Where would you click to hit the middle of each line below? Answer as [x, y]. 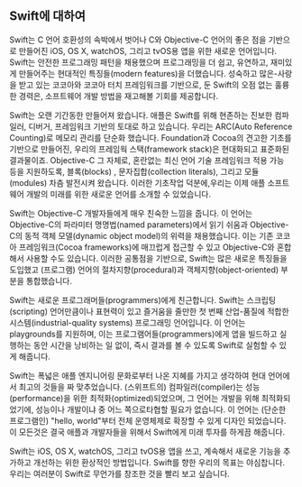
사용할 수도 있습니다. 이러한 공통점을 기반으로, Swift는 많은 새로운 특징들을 [156, 258]
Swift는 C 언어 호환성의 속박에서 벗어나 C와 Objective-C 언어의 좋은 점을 [138, 40]
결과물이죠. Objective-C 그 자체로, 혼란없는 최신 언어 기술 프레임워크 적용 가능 [147, 160]
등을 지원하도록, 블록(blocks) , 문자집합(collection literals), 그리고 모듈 [134, 171]
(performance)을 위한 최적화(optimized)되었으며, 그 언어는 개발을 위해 [134, 398]
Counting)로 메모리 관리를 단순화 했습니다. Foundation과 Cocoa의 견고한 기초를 [151, 137]
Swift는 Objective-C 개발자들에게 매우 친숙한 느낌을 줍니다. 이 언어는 [131, 213]
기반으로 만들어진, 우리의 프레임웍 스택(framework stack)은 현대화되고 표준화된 [150, 149]
